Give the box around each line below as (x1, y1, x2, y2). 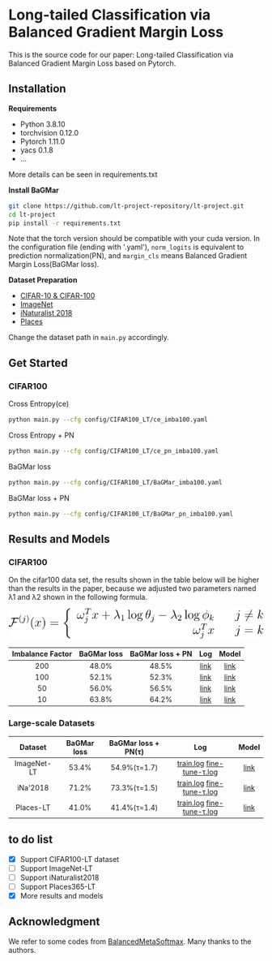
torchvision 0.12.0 (19, 127, 79, 137)
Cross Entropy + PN (8, 430, 74, 440)
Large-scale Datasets (8, 717, 96, 728)
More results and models (19, 890, 104, 900)
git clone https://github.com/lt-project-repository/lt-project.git (8, 201, 244, 210)
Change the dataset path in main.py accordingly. (8, 333, 170, 343)
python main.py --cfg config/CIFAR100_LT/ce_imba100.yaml (8, 416, 208, 424)
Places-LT (15, 802, 51, 812)
